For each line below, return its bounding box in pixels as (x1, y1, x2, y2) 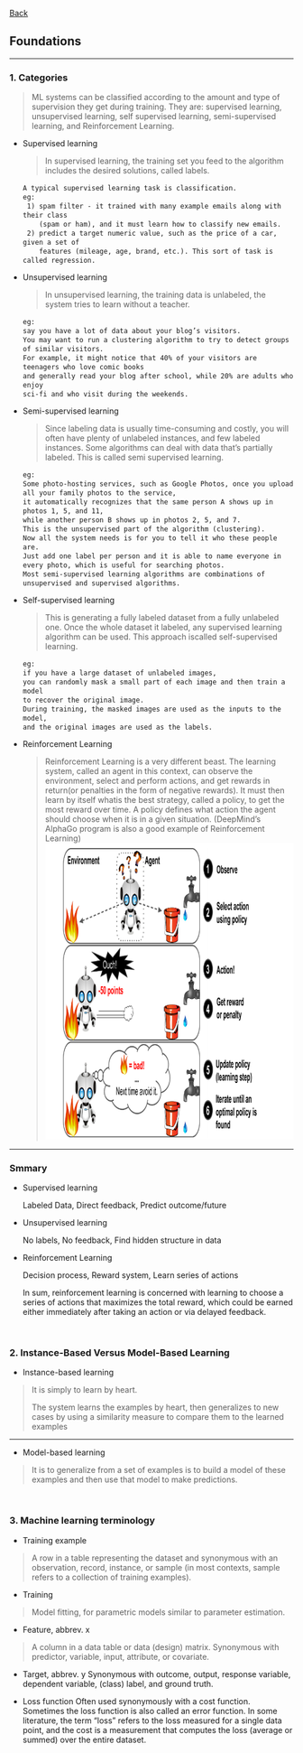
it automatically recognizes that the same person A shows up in (22, 498, 273, 507)
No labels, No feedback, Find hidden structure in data (22, 1235, 222, 1245)
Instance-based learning (22, 1367, 115, 1378)
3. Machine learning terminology (9, 1515, 156, 1527)
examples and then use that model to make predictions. (31, 1474, 238, 1485)
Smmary (9, 1161, 48, 1174)
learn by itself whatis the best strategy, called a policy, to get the (44, 795, 285, 806)
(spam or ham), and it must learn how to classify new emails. (39, 220, 281, 229)
